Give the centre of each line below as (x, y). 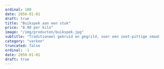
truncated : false (23, 46)
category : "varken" (25, 41)
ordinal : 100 (18, 9)
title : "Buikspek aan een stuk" (38, 23)
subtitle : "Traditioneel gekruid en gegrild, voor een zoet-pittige (76, 37)
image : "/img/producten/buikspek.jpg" (44, 32)
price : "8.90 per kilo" (29, 28)
